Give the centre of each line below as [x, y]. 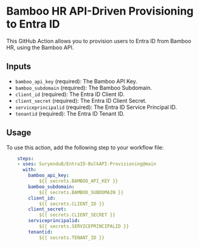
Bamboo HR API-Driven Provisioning [100, 11]
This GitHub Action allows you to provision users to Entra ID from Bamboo [99, 41]
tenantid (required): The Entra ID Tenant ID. [70, 113]
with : [29, 170]
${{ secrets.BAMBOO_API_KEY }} [79, 181]
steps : [26, 158]
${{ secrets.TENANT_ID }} [72, 238]
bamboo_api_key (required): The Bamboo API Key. [76, 81]
